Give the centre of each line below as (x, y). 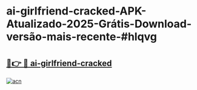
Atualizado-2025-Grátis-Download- (99, 24)
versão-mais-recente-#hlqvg (82, 37)
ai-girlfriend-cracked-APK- (76, 11)
